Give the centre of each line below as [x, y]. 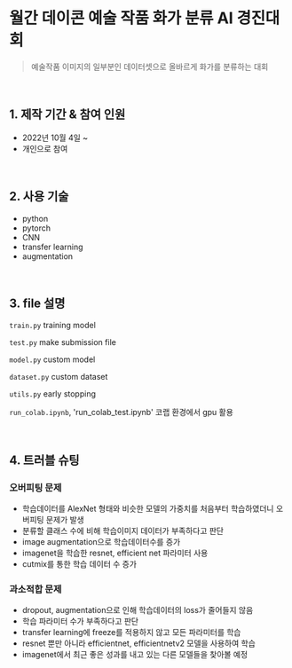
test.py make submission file [63, 342]
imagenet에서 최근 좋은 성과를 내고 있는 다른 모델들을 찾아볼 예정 [135, 655]
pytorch [36, 228]
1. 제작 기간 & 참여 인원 [67, 115]
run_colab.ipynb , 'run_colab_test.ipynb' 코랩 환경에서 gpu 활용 [121, 413]
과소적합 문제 [36, 589]
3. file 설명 [37, 303]
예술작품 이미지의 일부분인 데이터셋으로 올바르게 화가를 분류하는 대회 [150, 67]
